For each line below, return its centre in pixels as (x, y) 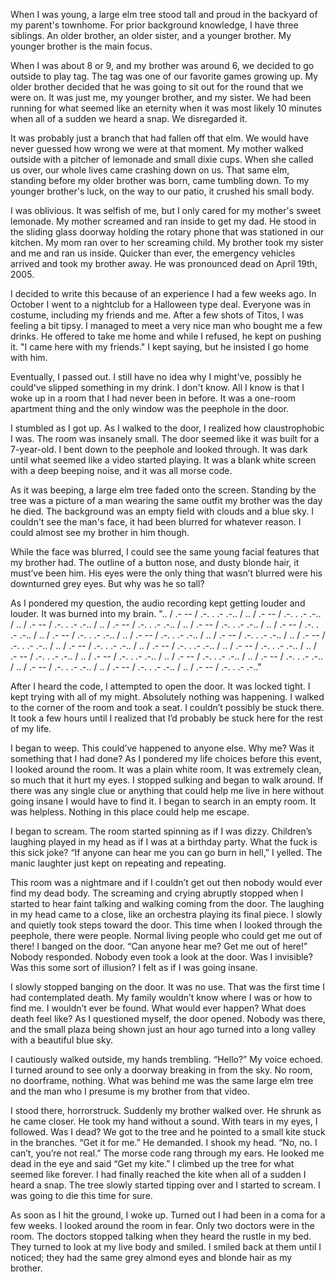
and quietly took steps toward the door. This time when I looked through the (166, 925)
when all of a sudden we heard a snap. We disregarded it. (129, 118)
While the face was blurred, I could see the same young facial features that (165, 552)
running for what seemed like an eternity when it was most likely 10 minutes (166, 108)
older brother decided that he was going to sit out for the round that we (157, 87)
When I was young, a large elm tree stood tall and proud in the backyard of (164, 14)
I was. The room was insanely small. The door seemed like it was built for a (165, 438)
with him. (29, 357)
